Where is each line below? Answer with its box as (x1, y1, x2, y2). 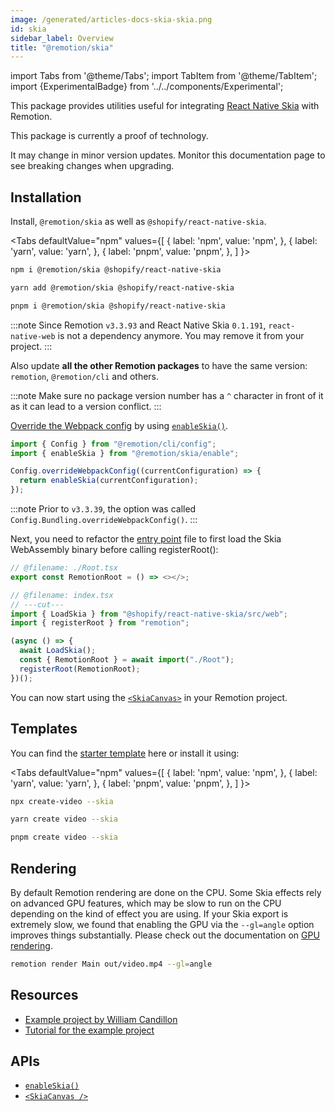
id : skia (10, 24, 47, 34)
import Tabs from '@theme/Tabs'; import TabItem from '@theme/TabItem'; (10, 70, 318, 82)
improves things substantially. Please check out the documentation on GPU (10, 929, 320, 941)
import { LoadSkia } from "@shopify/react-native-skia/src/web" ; (10, 609, 288, 619)
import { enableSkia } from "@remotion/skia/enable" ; (10, 448, 240, 458)
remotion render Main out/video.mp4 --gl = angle (10, 959, 213, 969)
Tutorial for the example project (24, 1024, 155, 1036)
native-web (10, 331, 56, 341)
